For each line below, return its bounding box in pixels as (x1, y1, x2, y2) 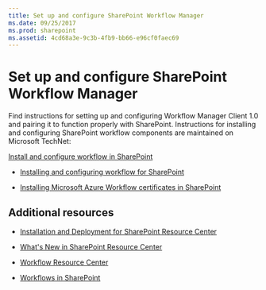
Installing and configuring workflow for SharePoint (19, 168, 185, 177)
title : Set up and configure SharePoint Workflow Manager (8, 11, 204, 20)
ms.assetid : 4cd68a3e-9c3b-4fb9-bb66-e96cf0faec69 (8, 33, 179, 42)
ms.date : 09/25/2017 (8, 19, 77, 27)
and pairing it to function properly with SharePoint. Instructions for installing (8, 120, 256, 130)
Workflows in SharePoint (19, 273, 101, 282)
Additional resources (8, 206, 114, 219)
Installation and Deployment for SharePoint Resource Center (19, 227, 217, 236)
